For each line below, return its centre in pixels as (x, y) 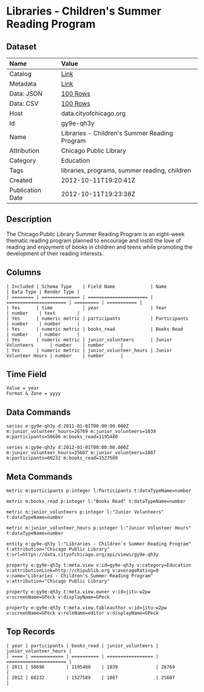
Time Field (26, 374)
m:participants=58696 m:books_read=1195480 (62, 437)
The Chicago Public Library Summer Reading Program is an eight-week (96, 234)
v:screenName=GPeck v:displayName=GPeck (58, 597)
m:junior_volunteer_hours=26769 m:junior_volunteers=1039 (81, 432)
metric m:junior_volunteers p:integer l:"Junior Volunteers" (85, 512)
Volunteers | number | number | (65, 345)
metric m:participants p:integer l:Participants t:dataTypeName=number (99, 491)
